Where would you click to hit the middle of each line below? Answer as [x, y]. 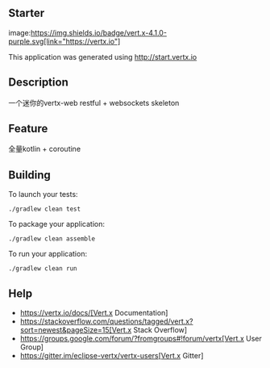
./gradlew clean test [45, 209]
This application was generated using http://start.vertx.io [103, 56]
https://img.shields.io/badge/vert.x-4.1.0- [99, 32]
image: [20, 32]
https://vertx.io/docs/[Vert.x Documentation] [94, 313]
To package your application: [57, 224]
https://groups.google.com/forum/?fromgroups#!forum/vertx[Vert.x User [141, 339]
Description [38, 83]
